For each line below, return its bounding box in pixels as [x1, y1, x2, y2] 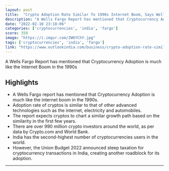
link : [5, 45, 17, 50]
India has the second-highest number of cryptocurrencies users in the [12, 134, 158, 140]
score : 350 [5, 31, 28, 36]
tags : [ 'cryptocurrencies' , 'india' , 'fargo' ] [5, 40, 105, 45]
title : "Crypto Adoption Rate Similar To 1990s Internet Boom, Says [5, 12, 154, 17]
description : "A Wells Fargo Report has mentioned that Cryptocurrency [5, 17, 158, 22]
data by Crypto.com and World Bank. [12, 129, 90, 135]
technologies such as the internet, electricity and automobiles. [12, 107, 142, 113]
